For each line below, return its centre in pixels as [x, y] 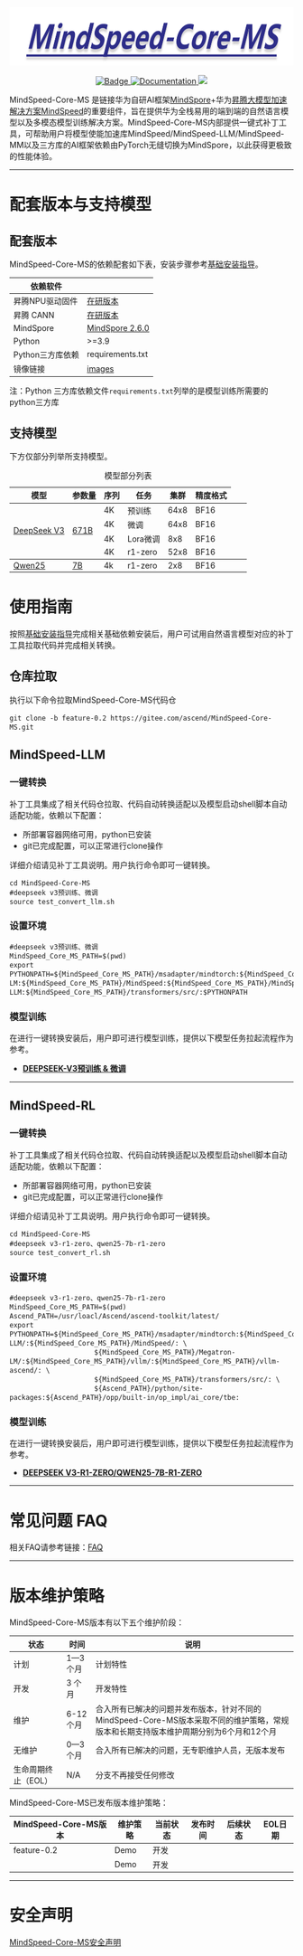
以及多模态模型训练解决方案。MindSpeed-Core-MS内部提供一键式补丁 [148, 122]
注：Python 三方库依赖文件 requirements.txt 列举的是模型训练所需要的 [139, 391]
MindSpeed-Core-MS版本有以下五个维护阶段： [97, 1622]
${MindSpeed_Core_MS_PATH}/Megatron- [165, 1353]
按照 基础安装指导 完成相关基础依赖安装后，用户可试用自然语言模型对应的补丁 [151, 634]
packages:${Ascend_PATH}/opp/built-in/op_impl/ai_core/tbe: [125, 1398]
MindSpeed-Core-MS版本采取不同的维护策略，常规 [192, 1720]
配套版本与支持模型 [81, 205]
